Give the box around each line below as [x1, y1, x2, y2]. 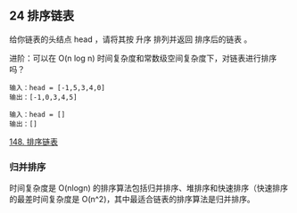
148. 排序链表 [9, 136, 59, 147]
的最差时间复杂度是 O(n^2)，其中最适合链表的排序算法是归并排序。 [9, 194, 256, 205]
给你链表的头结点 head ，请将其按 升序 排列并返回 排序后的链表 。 [9, 34, 252, 45]
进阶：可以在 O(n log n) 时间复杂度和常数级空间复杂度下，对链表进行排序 [9, 53, 277, 63]
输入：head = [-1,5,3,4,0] [9, 83, 105, 92]
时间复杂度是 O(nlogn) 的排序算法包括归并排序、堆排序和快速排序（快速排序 [9, 183, 288, 193]
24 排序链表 [9, 8, 75, 24]
